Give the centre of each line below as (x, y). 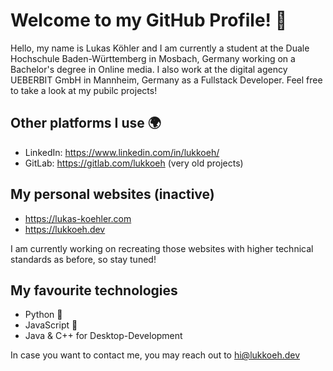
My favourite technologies (94, 290)
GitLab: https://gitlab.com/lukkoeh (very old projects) (134, 163)
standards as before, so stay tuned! (83, 259)
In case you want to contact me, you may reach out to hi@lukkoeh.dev (155, 355)
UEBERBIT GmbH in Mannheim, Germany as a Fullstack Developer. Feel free (166, 80)
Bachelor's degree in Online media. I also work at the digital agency (149, 69)
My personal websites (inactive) (112, 194)
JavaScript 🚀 (51, 325)
